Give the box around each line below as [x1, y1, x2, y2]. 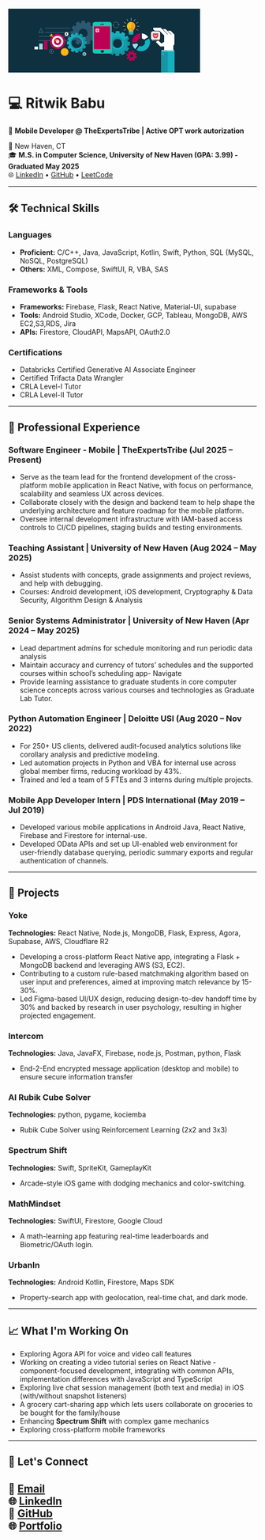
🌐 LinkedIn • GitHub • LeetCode [8, 169, 114, 179]
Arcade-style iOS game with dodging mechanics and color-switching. [19, 1178, 246, 1188]
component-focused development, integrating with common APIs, [19, 1366, 234, 1375]
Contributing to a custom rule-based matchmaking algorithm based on [19, 969, 249, 978]
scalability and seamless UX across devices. [19, 488, 164, 499]
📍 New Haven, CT [8, 141, 66, 150]
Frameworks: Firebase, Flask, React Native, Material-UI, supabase [19, 302, 237, 311]
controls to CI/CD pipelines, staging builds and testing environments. [19, 522, 243, 532]
